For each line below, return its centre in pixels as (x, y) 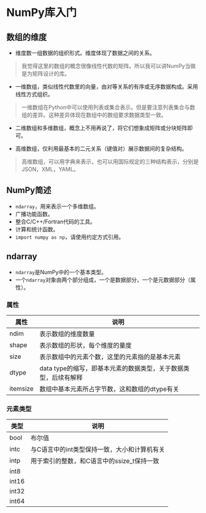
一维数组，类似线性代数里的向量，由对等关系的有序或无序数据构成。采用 (106, 87)
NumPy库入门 (42, 13)
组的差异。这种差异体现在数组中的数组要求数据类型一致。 (94, 115)
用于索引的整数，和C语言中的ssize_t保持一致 (95, 461)
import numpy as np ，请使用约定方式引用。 (70, 237)
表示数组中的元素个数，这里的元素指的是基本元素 (110, 357)
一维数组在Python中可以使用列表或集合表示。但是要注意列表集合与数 (108, 107)
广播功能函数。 (34, 214)
